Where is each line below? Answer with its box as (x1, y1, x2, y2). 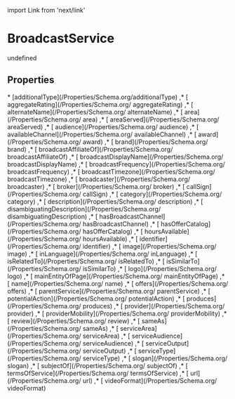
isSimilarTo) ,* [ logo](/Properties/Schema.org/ (82, 264, 217, 273)
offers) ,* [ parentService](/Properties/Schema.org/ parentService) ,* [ (7, 287, 210, 295)
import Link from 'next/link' (7, 6, 86, 14)
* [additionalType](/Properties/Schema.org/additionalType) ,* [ (7, 93, 189, 101)
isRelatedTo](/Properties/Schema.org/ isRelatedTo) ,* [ (7, 256, 165, 266)
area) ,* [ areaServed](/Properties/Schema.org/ (82, 115, 220, 124)
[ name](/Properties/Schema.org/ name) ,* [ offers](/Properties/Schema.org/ (7, 279, 229, 287)
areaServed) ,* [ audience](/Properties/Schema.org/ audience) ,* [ (7, 122, 199, 131)
